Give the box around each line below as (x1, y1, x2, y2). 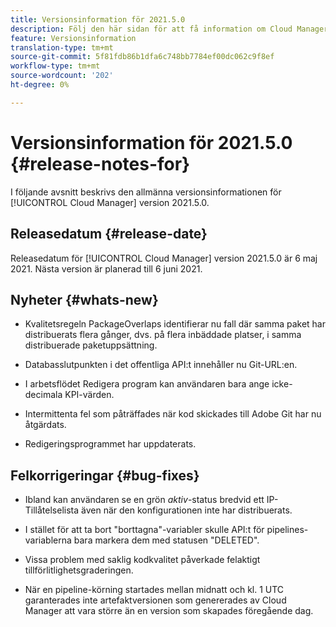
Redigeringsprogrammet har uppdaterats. (24, 438, 197, 450)
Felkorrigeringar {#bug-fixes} (10, 467, 200, 484)
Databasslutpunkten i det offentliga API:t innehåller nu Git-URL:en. (24, 359, 298, 371)
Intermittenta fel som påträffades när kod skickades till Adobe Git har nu (24, 408, 322, 420)
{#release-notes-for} (10, 152, 191, 175)
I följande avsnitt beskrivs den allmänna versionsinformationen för (10, 186, 282, 198)
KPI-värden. (64, 389, 115, 401)
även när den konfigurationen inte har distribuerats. (81, 504, 293, 516)
